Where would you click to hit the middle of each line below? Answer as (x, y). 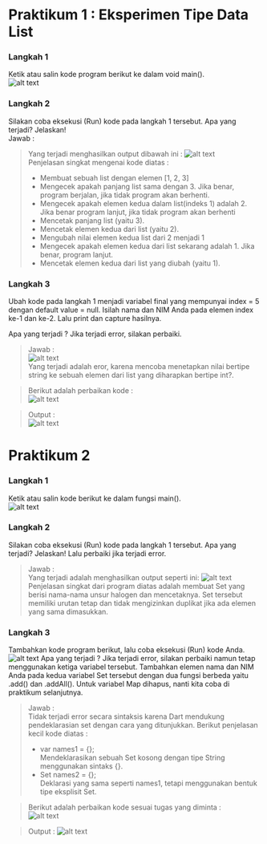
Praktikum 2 (49, 456)
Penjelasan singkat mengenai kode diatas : (99, 162)
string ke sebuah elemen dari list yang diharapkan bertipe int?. (131, 375)
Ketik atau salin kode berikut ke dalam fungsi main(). (95, 498)
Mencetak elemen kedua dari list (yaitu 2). (109, 229)
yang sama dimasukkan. (68, 611)
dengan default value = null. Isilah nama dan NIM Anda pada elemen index (131, 310)
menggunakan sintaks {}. (81, 766)
